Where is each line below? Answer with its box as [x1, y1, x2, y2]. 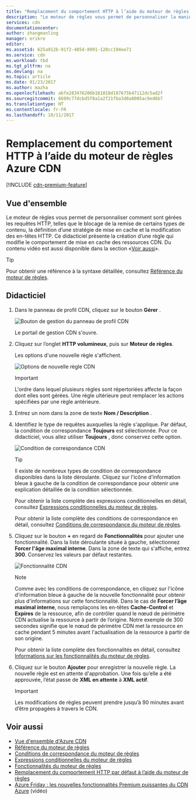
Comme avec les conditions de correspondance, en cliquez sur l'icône [14, 585, 184, 592]
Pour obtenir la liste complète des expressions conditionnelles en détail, [14, 497, 188, 504]
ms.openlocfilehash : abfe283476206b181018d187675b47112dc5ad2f [6, 90, 163, 96]
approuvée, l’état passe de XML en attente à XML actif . [14, 676, 149, 683]
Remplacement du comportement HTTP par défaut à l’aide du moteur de [14, 768, 188, 775]
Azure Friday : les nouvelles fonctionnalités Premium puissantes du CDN [14, 781, 188, 788]
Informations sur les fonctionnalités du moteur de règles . [14, 652, 151, 659]
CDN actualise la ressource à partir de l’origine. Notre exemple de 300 [14, 616, 184, 623]
